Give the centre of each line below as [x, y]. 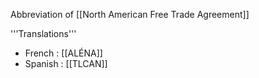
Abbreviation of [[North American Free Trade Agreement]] [130, 14]
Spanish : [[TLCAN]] [66, 63]
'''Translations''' [43, 33]
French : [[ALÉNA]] [63, 53]
